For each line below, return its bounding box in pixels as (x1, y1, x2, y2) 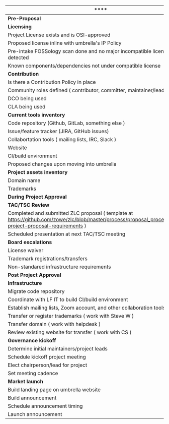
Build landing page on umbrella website (8, 386, 101, 393)
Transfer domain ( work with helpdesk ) (8, 321, 101, 327)
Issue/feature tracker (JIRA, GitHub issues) (8, 128, 109, 135)
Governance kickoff (8, 337, 56, 344)
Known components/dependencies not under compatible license (8, 63, 161, 69)
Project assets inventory (8, 169, 68, 175)
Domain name (8, 177, 41, 184)
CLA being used (8, 103, 46, 110)
